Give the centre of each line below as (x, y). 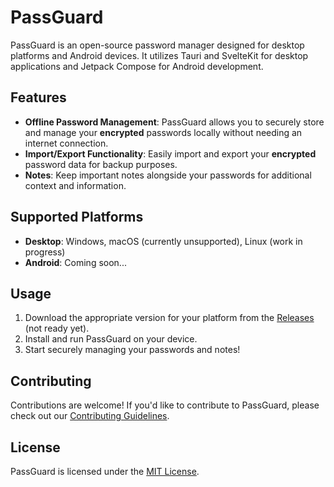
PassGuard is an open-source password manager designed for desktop (157, 45)
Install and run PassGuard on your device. (111, 339)
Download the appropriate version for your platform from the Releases (169, 318)
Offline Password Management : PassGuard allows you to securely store (174, 122)
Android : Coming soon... (75, 262)
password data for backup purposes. (101, 164)
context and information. (75, 185)
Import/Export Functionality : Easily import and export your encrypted (170, 153)
